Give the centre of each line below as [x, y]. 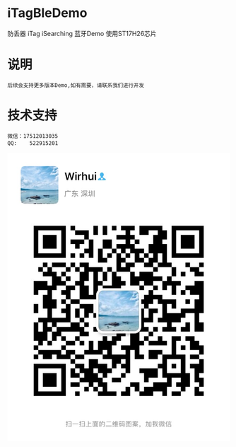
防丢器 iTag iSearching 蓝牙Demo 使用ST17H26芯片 [82, 33]
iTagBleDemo [47, 13]
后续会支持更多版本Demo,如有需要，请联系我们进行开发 [76, 85]
